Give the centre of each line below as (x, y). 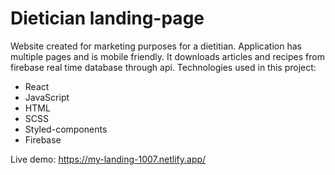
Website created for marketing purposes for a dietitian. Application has (156, 46)
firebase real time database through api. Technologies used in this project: (163, 67)
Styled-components (66, 129)
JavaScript (47, 97)
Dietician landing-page (107, 18)
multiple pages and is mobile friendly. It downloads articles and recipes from (167, 56)
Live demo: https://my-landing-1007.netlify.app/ (108, 159)
